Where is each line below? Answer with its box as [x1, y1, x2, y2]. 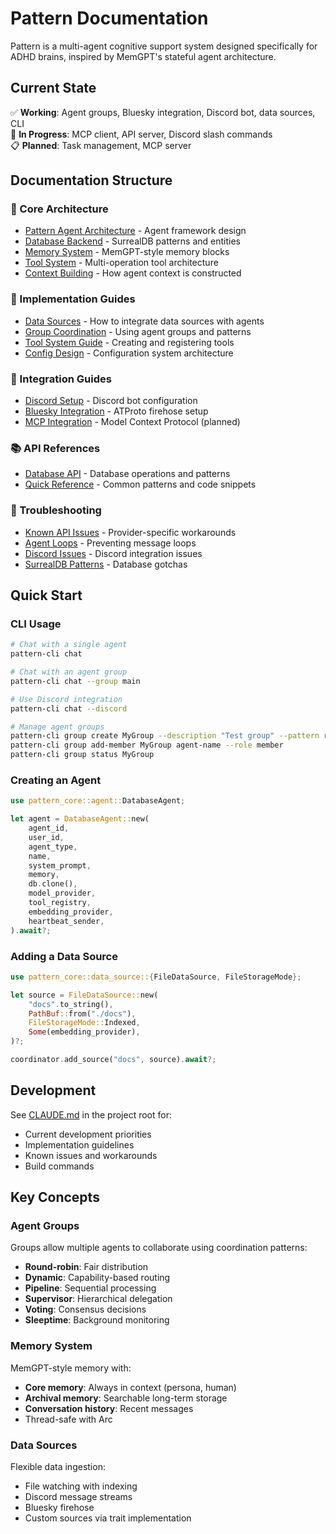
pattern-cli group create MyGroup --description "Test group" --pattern [10, 731, 320, 741]
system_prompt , [28, 860, 92, 871]
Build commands [24, 1160, 95, 1172]
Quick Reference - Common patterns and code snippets [24, 478, 257, 491]
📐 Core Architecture [10, 202, 109, 216]
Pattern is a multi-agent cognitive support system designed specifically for [10, 40, 318, 52]
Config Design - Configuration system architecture [24, 347, 234, 359]
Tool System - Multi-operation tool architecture [24, 257, 219, 269]
